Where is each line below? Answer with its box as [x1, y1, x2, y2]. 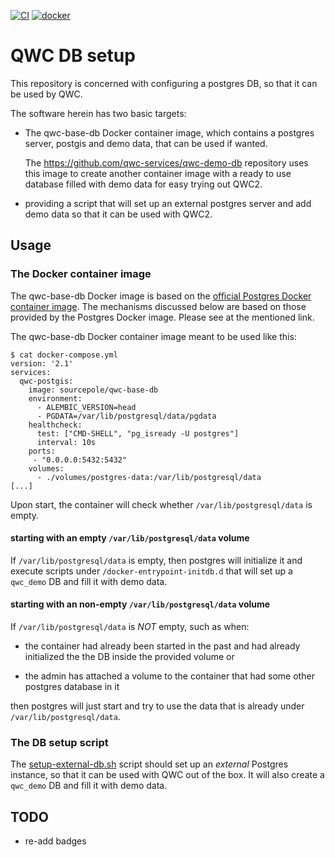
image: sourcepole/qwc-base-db [28, 385, 159, 395]
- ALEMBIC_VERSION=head [36, 402, 137, 412]
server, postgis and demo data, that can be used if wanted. [24, 137, 268, 149]
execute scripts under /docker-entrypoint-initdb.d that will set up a [10, 565, 293, 577]
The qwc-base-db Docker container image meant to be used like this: [10, 330, 297, 342]
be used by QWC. [10, 88, 83, 100]
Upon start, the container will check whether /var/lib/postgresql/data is [10, 498, 313, 510]
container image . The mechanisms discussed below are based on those [10, 300, 307, 312]
